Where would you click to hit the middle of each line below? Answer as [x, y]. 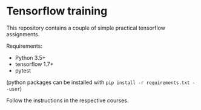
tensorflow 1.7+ [34, 64]
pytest [23, 70]
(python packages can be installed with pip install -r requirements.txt [98, 82]
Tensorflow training [57, 11]
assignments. [23, 34]
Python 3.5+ [31, 57]
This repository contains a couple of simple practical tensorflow [86, 28]
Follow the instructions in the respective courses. [68, 100]
